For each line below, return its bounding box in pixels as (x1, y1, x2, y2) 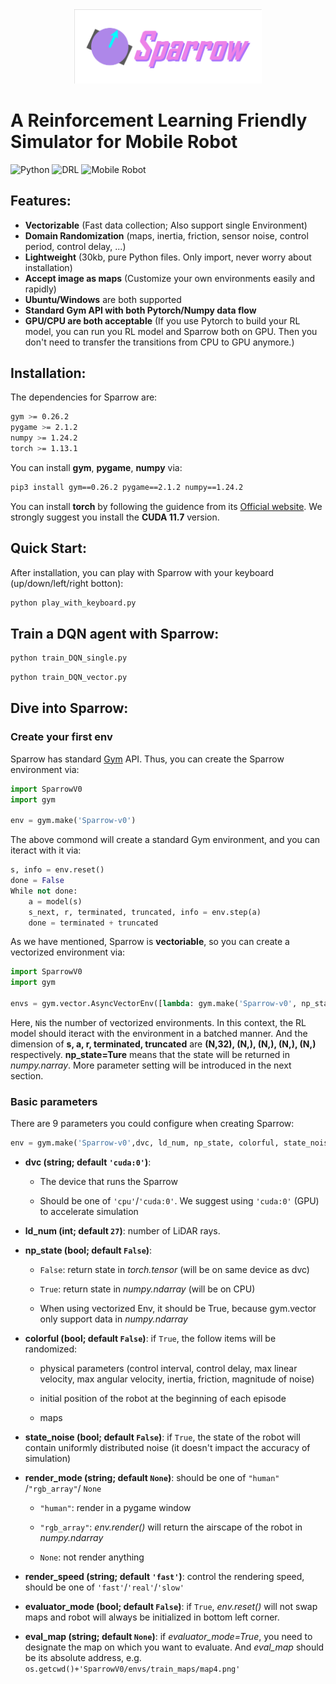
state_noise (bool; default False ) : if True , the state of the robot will (24, 1431, 301, 1443)
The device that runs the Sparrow (39, 1176, 178, 1188)
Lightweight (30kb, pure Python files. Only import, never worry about (24, 251, 312, 263)
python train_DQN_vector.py (10, 673, 128, 683)
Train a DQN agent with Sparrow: (10, 625, 220, 642)
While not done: (10, 886, 78, 896)
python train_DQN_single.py (10, 653, 128, 663)
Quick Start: (10, 540, 87, 557)
